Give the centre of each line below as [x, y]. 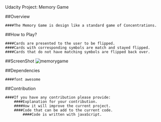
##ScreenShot [20, 61]
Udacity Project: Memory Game [37, 7]
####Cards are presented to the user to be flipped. [60, 43]
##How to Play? [21, 34]
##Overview [18, 16]
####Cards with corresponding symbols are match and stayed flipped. [78, 48]
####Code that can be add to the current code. [63, 110]
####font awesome [23, 80]
